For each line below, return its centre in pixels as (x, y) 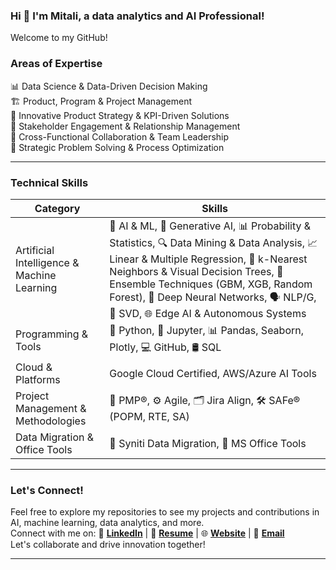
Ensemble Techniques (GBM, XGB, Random (211, 284)
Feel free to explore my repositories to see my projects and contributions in (165, 512)
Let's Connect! (47, 490)
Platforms (38, 379)
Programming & (52, 334)
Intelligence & (47, 263)
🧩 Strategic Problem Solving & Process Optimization (117, 147)
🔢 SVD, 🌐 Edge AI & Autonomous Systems (208, 313)
